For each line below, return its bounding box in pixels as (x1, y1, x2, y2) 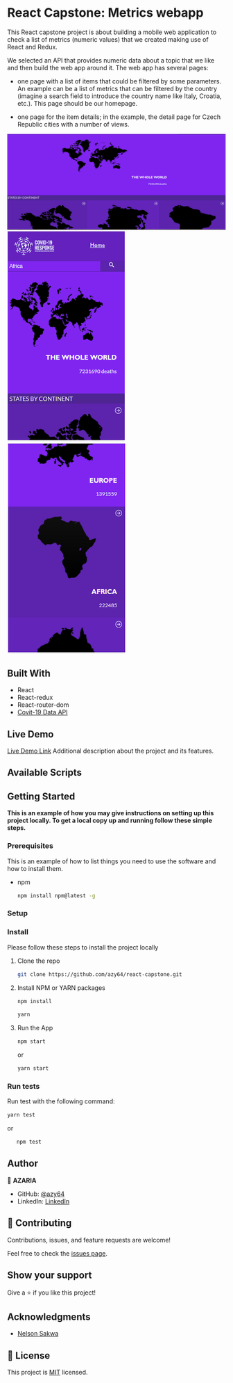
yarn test (7, 1112, 36, 1119)
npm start (17, 1038, 46, 1045)
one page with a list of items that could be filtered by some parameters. (17, 77, 222, 85)
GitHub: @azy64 (17, 1190, 65, 1198)
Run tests (7, 1081, 40, 1091)
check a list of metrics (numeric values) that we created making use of (7, 35, 209, 43)
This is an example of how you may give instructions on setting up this (7, 809, 214, 817)
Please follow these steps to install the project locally (7, 943, 159, 951)
